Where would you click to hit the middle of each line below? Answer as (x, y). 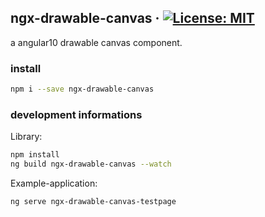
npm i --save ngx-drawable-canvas (82, 89)
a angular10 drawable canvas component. (96, 42)
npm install (35, 155)
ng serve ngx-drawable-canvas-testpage (93, 202)
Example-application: (54, 183)
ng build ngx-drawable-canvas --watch (91, 164)
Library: (26, 137)
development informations (76, 114)
